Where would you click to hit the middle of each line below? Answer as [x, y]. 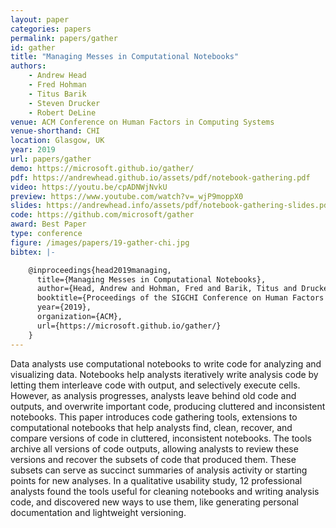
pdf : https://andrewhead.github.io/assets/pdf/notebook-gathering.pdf [160, 177]
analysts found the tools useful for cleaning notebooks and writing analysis [165, 491]
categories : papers [51, 29]
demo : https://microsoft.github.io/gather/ [102, 168]
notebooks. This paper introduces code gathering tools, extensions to [154, 417]
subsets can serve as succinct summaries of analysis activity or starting [159, 470]
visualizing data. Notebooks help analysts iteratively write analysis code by [164, 374]
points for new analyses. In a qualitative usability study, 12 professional [156, 480]
